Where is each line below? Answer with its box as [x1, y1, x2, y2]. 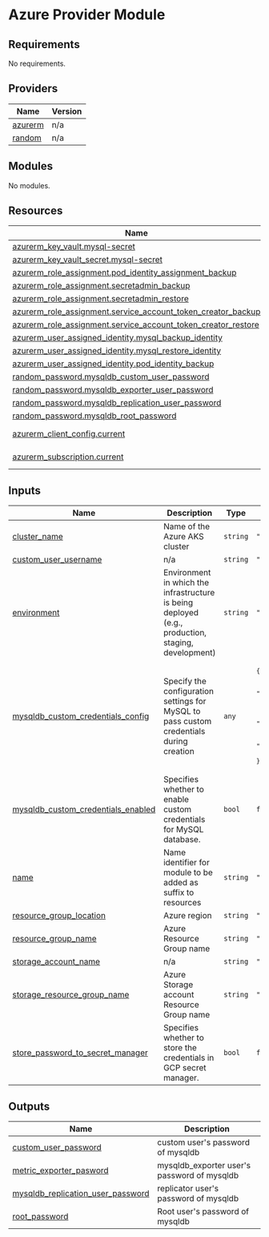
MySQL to [163, 705, 201, 716]
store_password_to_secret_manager [12, 1047, 148, 1058]
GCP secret [163, 1062, 207, 1074]
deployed [163, 607, 199, 618]
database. [163, 834, 201, 845]
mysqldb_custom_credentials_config [12, 711, 150, 722]
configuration [163, 685, 215, 696]
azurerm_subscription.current [12, 451, 124, 462]
